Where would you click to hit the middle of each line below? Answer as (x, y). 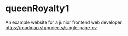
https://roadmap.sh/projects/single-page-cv (51, 27)
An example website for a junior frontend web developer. (64, 22)
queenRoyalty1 (37, 9)
